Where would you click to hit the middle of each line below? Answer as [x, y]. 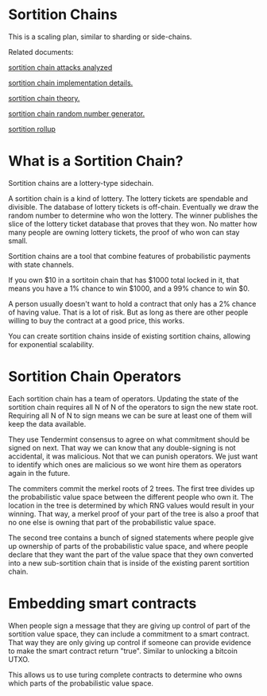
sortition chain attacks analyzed [60, 67]
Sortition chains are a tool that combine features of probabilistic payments [130, 256]
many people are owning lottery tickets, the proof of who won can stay [124, 232]
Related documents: [41, 52]
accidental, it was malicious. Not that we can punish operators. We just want [133, 456]
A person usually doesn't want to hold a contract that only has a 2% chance [132, 304]
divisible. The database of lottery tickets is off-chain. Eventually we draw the [133, 207]
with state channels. [41, 265]
